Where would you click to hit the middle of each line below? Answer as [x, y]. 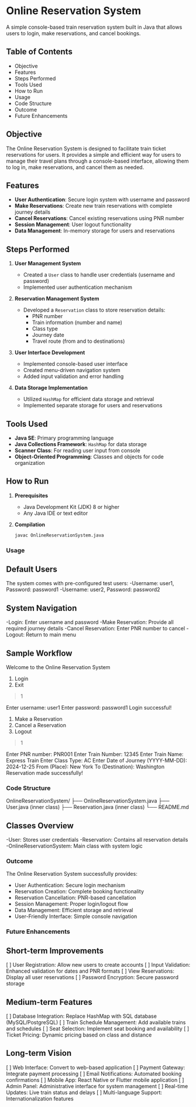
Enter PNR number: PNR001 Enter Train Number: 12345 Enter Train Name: [95, 754]
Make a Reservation [38, 719]
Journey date [48, 335]
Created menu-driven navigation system [72, 370]
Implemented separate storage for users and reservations [93, 406]
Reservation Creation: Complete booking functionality [79, 892]
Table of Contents [39, 52]
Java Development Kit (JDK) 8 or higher [71, 507]
